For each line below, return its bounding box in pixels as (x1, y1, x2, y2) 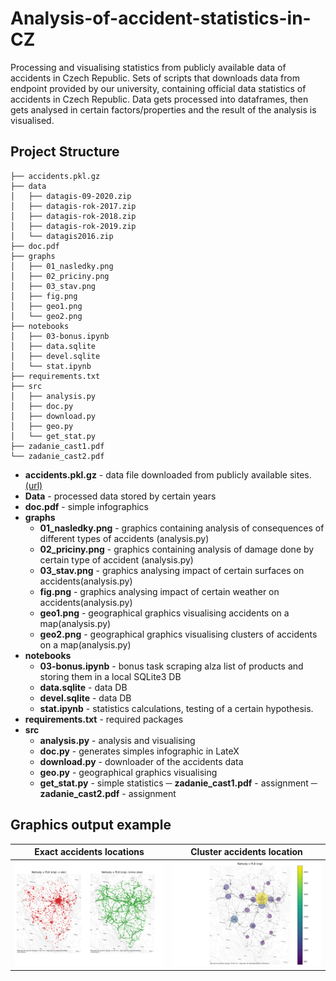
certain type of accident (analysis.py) (39, 553, 194, 566)
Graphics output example (10, 817, 172, 834)
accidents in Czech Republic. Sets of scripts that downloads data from (10, 72, 300, 84)
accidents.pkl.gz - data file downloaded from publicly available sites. (24, 468, 312, 481)
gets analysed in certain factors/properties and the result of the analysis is (10, 103, 317, 116)
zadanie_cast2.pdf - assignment (39, 787, 177, 799)
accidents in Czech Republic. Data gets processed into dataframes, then (10, 93, 309, 105)
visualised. (10, 114, 55, 126)
